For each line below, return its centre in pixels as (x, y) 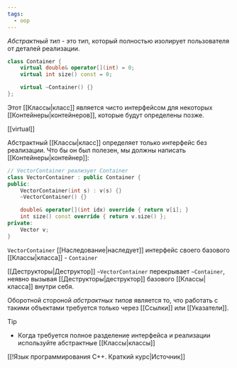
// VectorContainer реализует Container (68, 171)
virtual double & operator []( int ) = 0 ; (77, 68)
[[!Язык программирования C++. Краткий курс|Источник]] (97, 357)
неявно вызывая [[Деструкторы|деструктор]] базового (91, 278)
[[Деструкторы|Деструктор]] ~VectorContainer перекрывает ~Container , (116, 271)
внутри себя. (54, 286)
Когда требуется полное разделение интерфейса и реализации (114, 335)
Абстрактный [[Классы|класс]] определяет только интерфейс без (107, 142)
